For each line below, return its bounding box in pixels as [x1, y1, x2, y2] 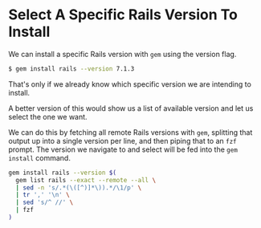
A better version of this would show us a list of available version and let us [8, 103, 254, 113]
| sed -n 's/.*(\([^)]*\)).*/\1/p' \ [15, 183, 142, 192]
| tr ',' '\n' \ [15, 191, 70, 199]
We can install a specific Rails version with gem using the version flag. [8, 49, 237, 59]
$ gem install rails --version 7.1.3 [8, 64, 135, 73]
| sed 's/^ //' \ [15, 198, 74, 206]
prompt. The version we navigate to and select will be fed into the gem [8, 145, 239, 154]
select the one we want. [8, 112, 88, 121]
